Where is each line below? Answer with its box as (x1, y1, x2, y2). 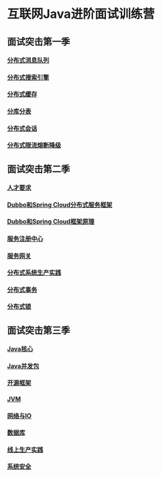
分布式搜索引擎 (7, 73, 49, 81)
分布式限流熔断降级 (7, 141, 62, 150)
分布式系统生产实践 (7, 268, 62, 277)
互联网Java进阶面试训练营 (7, 6, 155, 22)
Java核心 (7, 345, 33, 353)
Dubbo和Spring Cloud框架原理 (7, 218, 94, 226)
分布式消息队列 (7, 56, 49, 65)
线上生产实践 (7, 445, 43, 454)
